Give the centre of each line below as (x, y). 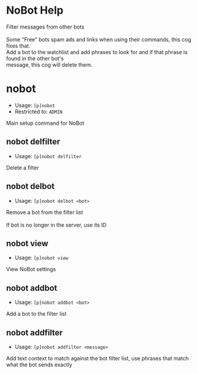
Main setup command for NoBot (45, 123)
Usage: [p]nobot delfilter (48, 156)
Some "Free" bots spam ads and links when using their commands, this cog (99, 39)
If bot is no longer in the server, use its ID (56, 225)
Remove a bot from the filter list (45, 212)
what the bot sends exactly (39, 364)
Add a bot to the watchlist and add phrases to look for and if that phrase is (97, 52)
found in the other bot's (35, 58)
